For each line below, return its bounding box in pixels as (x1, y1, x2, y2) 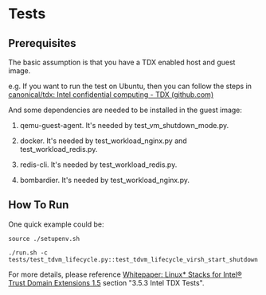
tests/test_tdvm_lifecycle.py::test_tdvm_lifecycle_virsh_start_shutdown (8, 255, 259, 263)
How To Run (8, 198, 69, 212)
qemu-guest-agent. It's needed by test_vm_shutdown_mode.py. (19, 121, 229, 130)
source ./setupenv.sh (8, 235, 80, 243)
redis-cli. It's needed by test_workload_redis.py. (19, 160, 178, 169)
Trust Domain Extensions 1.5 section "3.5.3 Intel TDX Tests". (8, 278, 205, 287)
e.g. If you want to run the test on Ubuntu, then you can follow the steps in (8, 81, 252, 91)
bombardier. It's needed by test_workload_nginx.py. (19, 176, 190, 184)
